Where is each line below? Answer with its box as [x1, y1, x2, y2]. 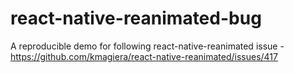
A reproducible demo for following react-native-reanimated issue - [10, 40, 285, 52]
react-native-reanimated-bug [10, 7, 262, 30]
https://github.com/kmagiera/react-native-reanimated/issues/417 [10, 50, 278, 62]
